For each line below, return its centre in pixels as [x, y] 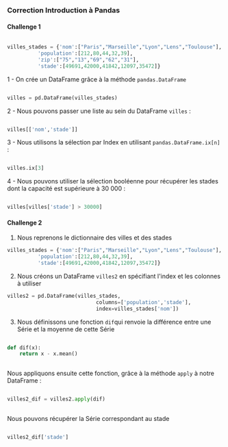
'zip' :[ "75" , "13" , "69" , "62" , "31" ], [88, 60]
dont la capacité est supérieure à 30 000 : [66, 189]
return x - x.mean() [49, 354]
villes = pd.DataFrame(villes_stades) [62, 98]
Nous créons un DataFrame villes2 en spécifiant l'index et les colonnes [119, 276]
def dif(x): [24, 348]
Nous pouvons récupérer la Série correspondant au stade [88, 418]
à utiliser [29, 283]
